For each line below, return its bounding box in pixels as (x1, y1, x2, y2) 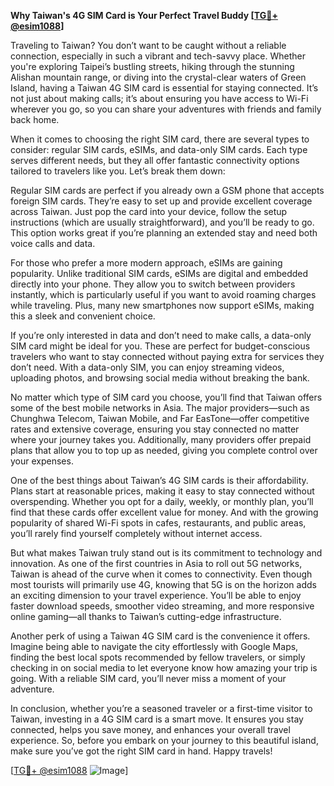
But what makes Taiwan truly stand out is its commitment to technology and (10, 547, 323, 559)
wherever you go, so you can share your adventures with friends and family (10, 103, 322, 115)
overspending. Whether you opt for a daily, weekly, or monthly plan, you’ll (10, 496, 314, 507)
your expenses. (10, 455, 74, 467)
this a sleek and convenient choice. (10, 310, 156, 322)
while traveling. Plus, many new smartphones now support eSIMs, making (10, 300, 315, 311)
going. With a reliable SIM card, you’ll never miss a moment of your (10, 673, 287, 684)
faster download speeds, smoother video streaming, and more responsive (10, 600, 315, 612)
